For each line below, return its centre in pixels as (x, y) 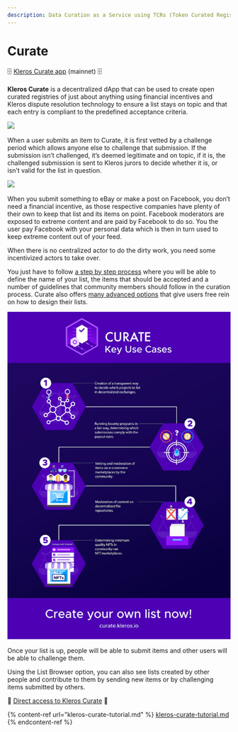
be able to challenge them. (46, 658)
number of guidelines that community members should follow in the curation (119, 286)
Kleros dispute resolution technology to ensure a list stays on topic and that (118, 104)
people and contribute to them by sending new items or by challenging (110, 679)
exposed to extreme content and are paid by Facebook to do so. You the (113, 221)
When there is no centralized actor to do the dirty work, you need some (112, 250)
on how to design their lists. (48, 301)
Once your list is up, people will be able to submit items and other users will (118, 650)
